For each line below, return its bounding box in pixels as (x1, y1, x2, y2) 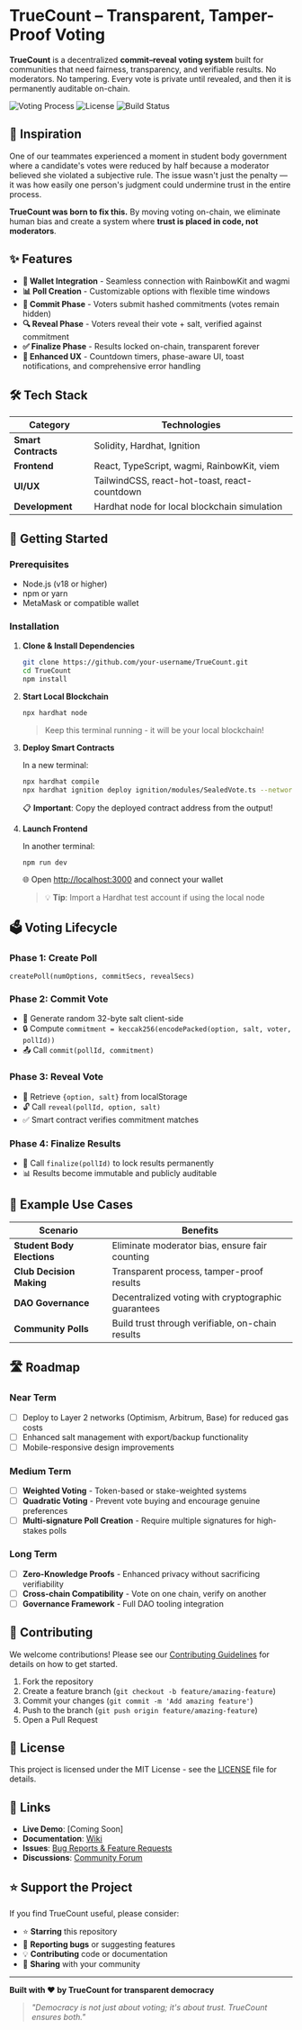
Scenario (39, 1224, 79, 1237)
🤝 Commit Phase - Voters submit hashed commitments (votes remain (22, 298, 280, 309)
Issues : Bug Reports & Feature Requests (22, 1843, 173, 1853)
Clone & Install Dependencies (22, 640, 135, 651)
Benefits (181, 1224, 218, 1237)
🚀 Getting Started (9, 530, 109, 546)
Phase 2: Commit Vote (9, 992, 109, 1005)
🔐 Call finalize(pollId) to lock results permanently (22, 1158, 214, 1169)
